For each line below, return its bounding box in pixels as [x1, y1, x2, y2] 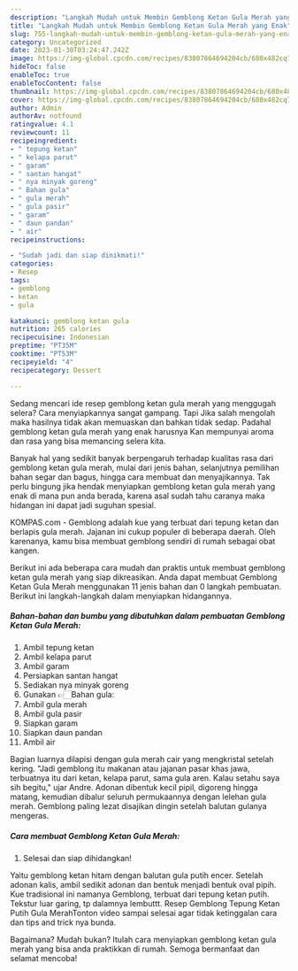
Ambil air [22, 736, 56, 748]
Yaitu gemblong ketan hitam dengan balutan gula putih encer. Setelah [10, 870, 264, 881]
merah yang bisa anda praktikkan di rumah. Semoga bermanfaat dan [10, 944, 260, 954]
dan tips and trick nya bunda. [10, 917, 117, 928]
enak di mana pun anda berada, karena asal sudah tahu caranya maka [10, 490, 265, 501]
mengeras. [10, 811, 50, 821]
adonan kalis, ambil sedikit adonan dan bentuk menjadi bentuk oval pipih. [10, 880, 277, 890]
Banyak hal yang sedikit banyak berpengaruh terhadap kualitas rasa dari [10, 452, 273, 463]
